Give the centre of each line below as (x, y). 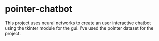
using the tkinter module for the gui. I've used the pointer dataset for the (79, 28)
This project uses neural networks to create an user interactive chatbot (78, 23)
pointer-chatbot (39, 9)
